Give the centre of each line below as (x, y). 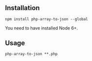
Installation (22, 8)
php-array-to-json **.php (31, 54)
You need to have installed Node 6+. (42, 28)
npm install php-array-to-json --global (47, 19)
